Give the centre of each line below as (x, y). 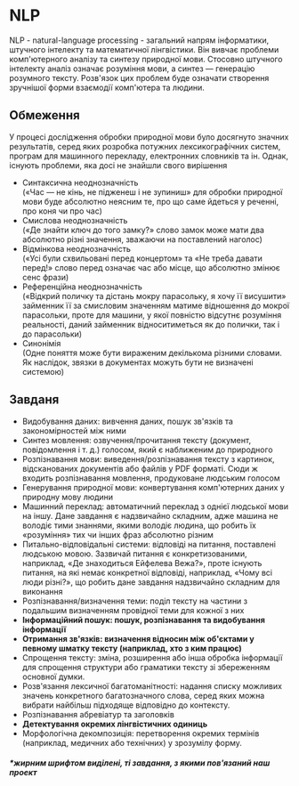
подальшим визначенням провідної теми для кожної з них (133, 610)
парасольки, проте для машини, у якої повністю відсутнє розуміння (152, 315)
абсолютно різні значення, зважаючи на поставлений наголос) (142, 239)
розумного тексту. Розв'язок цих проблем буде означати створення (139, 77)
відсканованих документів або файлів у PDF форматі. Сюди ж (140, 468)
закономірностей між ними (74, 430)
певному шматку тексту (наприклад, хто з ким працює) (132, 648)
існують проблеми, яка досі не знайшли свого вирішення (118, 165)
